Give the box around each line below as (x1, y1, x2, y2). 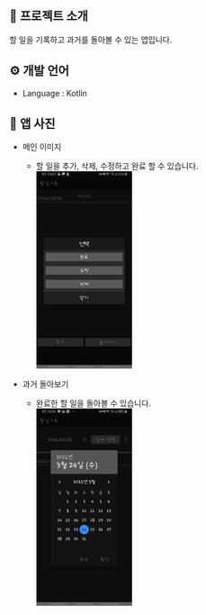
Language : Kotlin (22, 87, 88, 98)
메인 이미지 (22, 142, 62, 152)
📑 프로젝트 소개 (9, 8, 88, 24)
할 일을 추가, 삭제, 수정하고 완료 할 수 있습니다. (35, 161, 199, 171)
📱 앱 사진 (9, 116, 56, 132)
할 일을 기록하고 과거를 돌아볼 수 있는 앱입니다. (9, 34, 173, 45)
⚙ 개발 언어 (9, 63, 70, 78)
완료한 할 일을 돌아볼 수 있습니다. (35, 398, 151, 408)
